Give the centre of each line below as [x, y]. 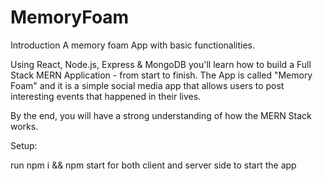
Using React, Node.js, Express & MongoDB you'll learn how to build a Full [161, 64]
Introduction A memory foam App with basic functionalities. [133, 45]
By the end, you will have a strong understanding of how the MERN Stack [161, 115]
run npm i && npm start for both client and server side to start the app [153, 165]
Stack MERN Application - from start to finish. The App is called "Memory [161, 75]
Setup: [24, 145]
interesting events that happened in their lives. [106, 96]
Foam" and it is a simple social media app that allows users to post [147, 85]
